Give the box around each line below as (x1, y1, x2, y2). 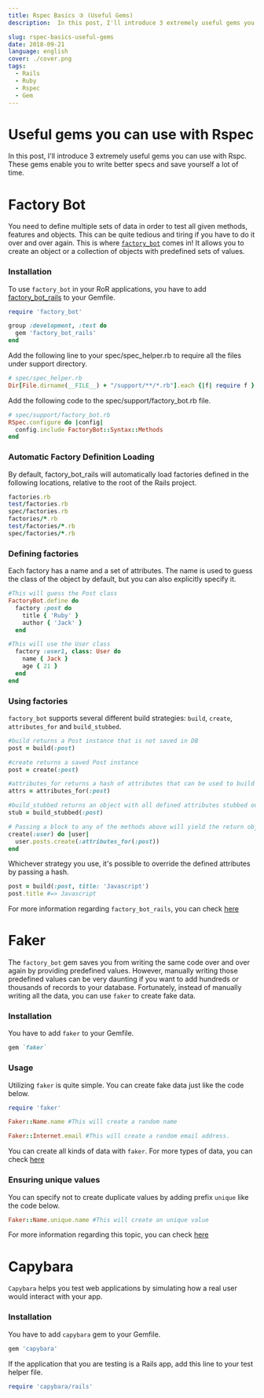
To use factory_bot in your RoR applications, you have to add (8, 284, 207, 293)
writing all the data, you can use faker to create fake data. (8, 991, 196, 1001)
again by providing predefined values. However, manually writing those (8, 966, 238, 976)
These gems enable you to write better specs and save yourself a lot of (8, 160, 239, 169)
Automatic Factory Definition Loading (8, 451, 155, 462)
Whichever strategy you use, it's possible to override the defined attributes (8, 859, 251, 869)
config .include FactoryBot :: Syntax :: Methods (15, 425, 163, 433)
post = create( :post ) (8, 766, 79, 774)
